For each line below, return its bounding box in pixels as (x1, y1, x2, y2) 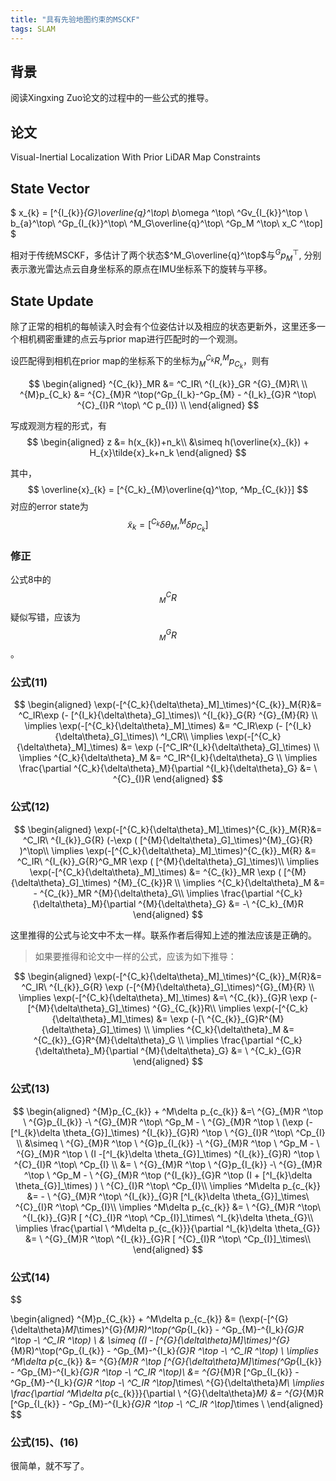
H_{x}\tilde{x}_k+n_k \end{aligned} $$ (89, 446, 247, 458)
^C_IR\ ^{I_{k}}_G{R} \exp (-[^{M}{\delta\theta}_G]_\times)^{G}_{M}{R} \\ (21, 981, 315, 993)
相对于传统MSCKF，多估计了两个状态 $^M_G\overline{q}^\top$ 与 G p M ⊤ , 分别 (10, 247, 322, 263)
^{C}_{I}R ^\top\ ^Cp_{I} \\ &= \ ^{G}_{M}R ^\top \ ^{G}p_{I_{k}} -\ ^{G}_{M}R (13, 1158, 323, 1170)
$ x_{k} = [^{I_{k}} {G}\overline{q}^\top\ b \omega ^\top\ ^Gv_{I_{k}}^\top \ (10, 206, 308, 218)
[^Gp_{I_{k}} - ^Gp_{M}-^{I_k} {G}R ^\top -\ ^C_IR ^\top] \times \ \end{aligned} (10, 1398, 324, 1410)
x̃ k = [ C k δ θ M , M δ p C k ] (127, 516, 209, 534)
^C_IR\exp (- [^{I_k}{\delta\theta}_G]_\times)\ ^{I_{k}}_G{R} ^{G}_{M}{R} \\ (18, 709, 318, 721)
